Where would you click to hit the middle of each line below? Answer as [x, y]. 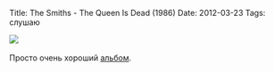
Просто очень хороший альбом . [71, 58]
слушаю [25, 22]
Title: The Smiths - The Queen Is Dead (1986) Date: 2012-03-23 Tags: [137, 13]
